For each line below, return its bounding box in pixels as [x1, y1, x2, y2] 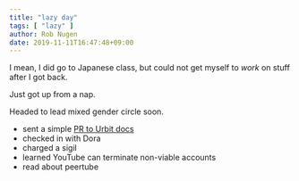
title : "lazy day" [9, 12, 78, 22]
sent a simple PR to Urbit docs [21, 124, 134, 135]
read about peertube [21, 161, 99, 172]
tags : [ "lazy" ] [9, 21, 74, 30]
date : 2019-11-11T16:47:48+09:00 [9, 37, 134, 47]
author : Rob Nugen [9, 29, 78, 38]
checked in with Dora [21, 133, 101, 144]
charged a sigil [21, 143, 78, 153]
